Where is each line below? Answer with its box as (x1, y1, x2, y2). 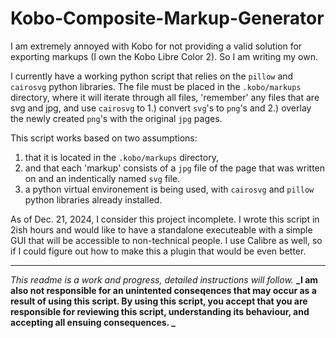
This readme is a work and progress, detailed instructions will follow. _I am (10, 273, 319, 286)
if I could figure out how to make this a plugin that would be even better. (10, 245, 307, 257)
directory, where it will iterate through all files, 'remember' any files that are (10, 91, 320, 103)
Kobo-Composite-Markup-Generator (10, 7, 325, 30)
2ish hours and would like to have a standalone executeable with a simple (10, 223, 313, 236)
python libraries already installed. (24, 193, 163, 206)
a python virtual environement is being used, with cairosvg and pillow (24, 183, 315, 195)
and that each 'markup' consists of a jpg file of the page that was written (24, 162, 326, 174)
